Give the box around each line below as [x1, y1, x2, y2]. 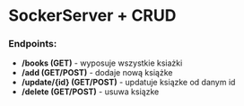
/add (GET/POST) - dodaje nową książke [21, 67, 173, 78]
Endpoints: [8, 38, 57, 50]
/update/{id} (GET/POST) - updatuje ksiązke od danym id [21, 77, 236, 88]
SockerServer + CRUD [8, 5, 177, 26]
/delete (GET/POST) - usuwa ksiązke [21, 86, 160, 97]
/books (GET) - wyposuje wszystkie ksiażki [21, 57, 183, 68]
